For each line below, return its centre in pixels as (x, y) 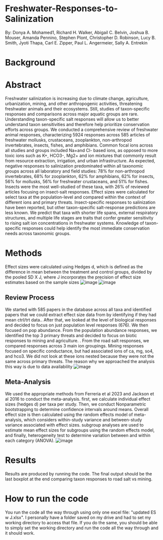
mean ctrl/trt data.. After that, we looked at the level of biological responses (81, 320)
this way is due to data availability (39, 367)
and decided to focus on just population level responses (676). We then (77, 325)
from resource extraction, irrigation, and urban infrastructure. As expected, (80, 161)
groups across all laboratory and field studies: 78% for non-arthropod (75, 171)
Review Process (30, 298)
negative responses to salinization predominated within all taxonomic (74, 166)
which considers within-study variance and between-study (83, 420)
